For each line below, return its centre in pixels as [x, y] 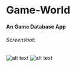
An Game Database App [36, 26]
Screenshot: [21, 40]
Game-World [38, 10]
